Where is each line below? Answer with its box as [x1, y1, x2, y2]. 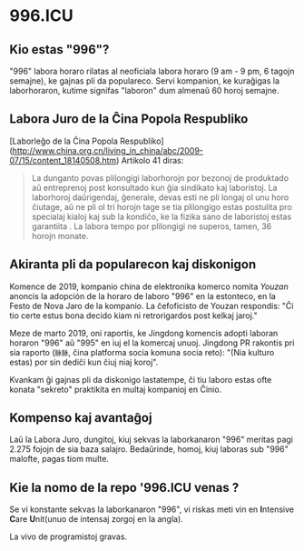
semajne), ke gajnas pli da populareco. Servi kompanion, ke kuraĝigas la [9, 75, 279, 86]
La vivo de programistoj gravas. [9, 531, 128, 542]
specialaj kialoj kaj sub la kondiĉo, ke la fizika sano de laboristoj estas [31, 211, 292, 222]
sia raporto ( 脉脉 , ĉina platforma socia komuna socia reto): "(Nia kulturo [9, 346, 275, 357]
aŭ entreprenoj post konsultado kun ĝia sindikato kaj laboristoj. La [31, 182, 278, 193]
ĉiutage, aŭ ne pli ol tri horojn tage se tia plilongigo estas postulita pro [31, 201, 292, 212]
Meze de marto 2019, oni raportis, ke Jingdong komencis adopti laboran [9, 327, 279, 338]
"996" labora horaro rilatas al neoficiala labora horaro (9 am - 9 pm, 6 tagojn [9, 65, 295, 76]
